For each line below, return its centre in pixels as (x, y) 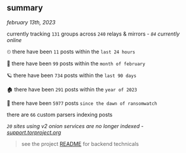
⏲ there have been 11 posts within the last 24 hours (71, 52)
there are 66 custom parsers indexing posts (60, 114)
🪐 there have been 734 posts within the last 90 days (72, 75)
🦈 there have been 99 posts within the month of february (76, 63)
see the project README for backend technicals (80, 144)
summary (25, 8)
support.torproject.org (34, 132)
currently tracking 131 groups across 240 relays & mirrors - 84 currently (93, 34)
